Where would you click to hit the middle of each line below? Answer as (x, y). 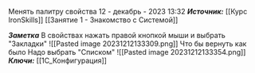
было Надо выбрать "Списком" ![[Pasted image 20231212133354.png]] (127, 52)
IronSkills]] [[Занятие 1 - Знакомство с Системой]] (93, 20)
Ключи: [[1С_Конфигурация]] (58, 60)
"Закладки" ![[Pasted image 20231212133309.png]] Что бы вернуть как (127, 44)
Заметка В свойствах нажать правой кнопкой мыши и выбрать (117, 35)
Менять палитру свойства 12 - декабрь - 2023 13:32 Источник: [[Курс (128, 12)
